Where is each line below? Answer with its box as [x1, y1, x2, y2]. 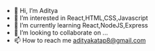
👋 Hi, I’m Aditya [13, 7, 58, 14]
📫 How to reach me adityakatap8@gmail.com [13, 37, 146, 44]
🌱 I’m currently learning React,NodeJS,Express [13, 21, 148, 29]
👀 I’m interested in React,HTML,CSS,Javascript [13, 14, 148, 22]
